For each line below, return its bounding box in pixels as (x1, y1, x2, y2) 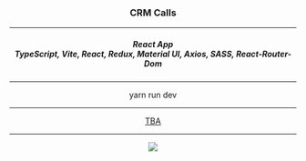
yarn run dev (128, 89, 178, 101)
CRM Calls (129, 6, 177, 19)
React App (132, 38, 174, 49)
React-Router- (235, 48, 292, 59)
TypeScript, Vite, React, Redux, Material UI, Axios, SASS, (14, 48, 235, 59)
